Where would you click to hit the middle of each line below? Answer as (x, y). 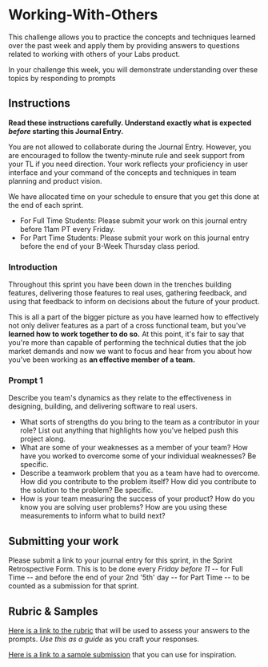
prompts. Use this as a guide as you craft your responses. (104, 639)
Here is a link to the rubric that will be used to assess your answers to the (129, 630)
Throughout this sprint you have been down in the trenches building (120, 285)
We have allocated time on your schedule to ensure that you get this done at (134, 196)
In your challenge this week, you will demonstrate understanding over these (133, 69)
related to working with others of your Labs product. (94, 54)
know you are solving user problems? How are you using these (124, 507)
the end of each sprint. (46, 205)
